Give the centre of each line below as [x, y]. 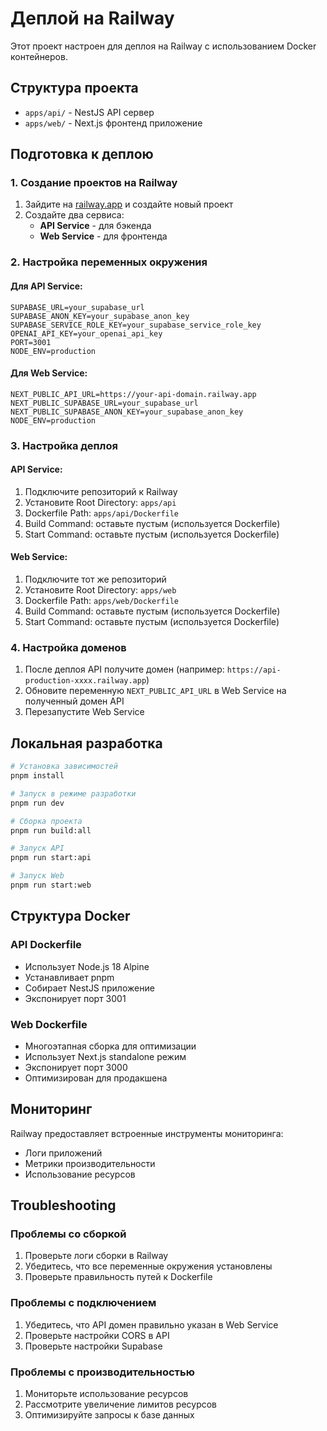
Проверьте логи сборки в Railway [96, 1256]
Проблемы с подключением [83, 1303]
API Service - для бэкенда [95, 226]
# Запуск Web [37, 876]
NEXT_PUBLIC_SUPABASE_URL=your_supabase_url [104, 403]
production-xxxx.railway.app [85, 681]
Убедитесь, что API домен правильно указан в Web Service [151, 1324]
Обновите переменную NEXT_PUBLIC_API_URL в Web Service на [155, 691]
